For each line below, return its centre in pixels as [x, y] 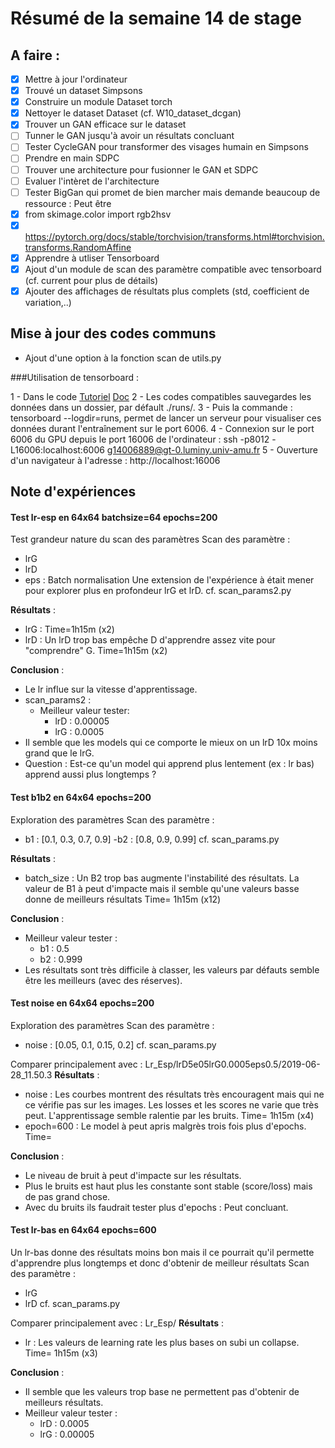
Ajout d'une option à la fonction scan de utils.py [123, 358]
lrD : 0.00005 [82, 721]
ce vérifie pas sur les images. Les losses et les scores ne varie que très [171, 1104]
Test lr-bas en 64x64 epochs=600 [83, 1230]
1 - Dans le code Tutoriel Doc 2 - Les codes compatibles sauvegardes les [161, 396]
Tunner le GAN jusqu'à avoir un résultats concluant [129, 136]
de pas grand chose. [67, 1196]
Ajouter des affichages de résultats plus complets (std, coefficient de [167, 291]
